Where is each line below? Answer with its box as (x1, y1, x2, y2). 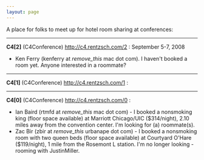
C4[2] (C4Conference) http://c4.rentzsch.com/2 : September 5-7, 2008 (6, 43, 185, 50)
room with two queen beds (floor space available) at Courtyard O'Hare (15, 134, 192, 141)
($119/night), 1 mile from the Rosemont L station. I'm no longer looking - (15, 141, 194, 148)
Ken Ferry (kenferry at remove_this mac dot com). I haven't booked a (15, 55, 188, 62)
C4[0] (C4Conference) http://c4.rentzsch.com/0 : (6, 96, 131, 103)
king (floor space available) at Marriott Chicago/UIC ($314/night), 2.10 (15, 114, 189, 122)
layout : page (6, 9, 39, 15)
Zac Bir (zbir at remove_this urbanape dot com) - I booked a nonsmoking (15, 127, 197, 134)
